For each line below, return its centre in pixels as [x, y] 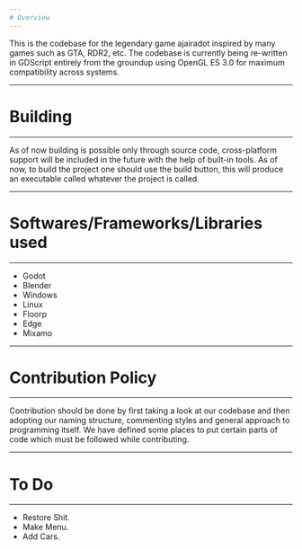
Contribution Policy [83, 377]
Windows [40, 295]
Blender [37, 285]
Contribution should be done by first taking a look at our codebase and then [150, 411]
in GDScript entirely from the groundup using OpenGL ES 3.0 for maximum [147, 62]
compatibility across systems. [64, 72]
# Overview [30, 18]
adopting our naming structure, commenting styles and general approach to [150, 421]
